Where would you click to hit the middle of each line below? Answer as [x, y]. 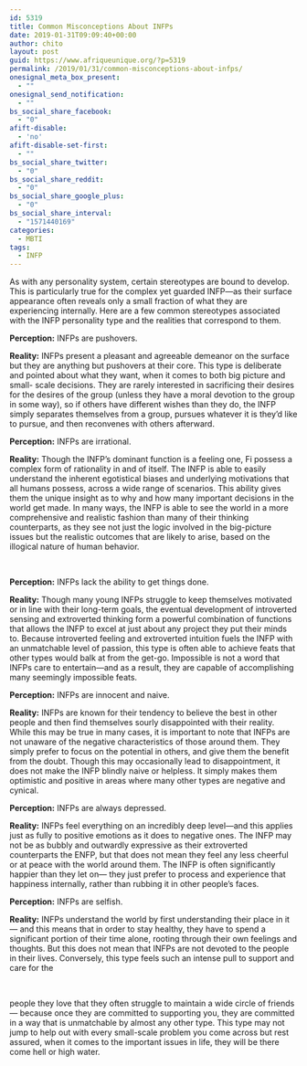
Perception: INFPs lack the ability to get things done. [109, 582]
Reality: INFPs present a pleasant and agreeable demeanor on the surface [149, 356]
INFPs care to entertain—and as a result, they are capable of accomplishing [152, 668]
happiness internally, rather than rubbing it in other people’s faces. [134, 884]
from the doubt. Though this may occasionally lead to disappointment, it [145, 761]
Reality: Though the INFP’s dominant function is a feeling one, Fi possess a [151, 459]
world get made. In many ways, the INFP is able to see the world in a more [149, 508]
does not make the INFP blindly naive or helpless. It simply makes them [143, 771]
